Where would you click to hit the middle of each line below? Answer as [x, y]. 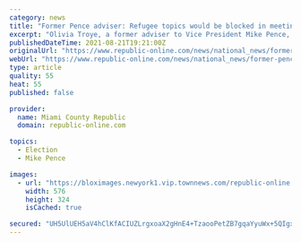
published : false [42, 92]
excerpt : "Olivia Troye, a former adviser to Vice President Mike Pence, [150, 34]
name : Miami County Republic [72, 117]
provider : [28, 108]
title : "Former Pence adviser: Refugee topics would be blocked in [138, 26]
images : [24, 174]
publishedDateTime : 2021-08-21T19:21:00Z [88, 43]
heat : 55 [26, 84]
